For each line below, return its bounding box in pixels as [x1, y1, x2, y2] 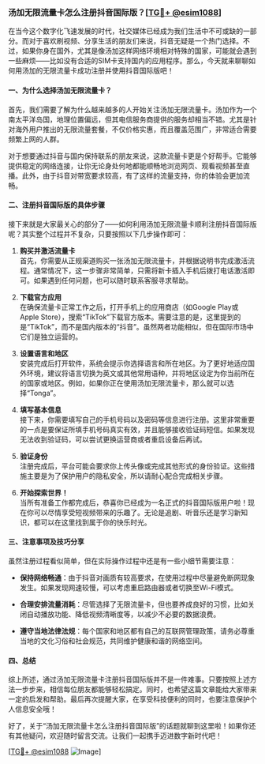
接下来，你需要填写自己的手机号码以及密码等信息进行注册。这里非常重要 [19, 415, 255, 424]
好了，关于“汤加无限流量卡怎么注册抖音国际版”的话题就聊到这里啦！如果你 [8, 721, 250, 731]
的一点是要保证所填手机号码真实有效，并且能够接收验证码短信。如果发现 [19, 424, 255, 434]
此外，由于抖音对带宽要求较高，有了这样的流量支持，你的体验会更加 [21, 171, 243, 180]
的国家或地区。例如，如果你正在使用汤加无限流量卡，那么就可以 [19, 378, 227, 388]
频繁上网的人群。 [8, 134, 64, 144]
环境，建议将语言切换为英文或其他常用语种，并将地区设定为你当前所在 [26, 368, 255, 378]
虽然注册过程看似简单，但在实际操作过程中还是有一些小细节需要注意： [8, 555, 237, 566]
